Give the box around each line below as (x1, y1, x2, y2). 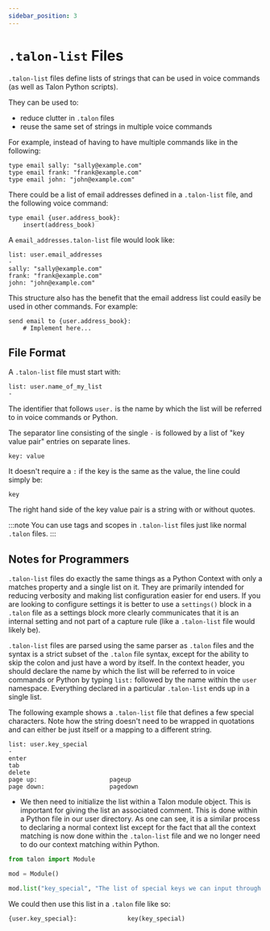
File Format (8, 346, 66, 360)
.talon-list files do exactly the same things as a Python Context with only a (8, 574, 263, 584)
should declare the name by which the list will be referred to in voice (8, 667, 235, 676)
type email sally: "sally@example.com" (8, 161, 143, 169)
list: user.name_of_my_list (8, 383, 103, 391)
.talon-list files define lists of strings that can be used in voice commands (8, 73, 260, 83)
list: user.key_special (8, 741, 89, 749)
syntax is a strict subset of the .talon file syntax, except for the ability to (8, 650, 249, 659)
